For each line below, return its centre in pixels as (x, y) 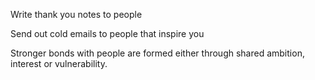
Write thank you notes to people (76, 14)
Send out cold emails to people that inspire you (107, 33)
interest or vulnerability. (59, 63)
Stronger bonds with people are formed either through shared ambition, (157, 53)
